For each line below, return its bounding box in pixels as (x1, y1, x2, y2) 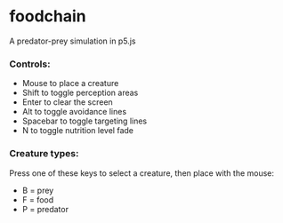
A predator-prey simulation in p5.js (9, 36, 136, 46)
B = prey (21, 185, 54, 195)
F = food (21, 194, 54, 205)
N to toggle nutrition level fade (21, 125, 133, 136)
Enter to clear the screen (21, 97, 113, 108)
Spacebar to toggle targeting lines (21, 115, 148, 126)
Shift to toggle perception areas (21, 87, 139, 99)
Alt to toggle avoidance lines (21, 107, 127, 117)
